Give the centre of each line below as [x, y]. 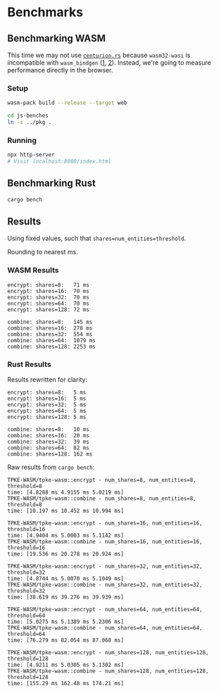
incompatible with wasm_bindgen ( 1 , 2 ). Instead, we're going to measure [109, 63]
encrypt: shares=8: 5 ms [47, 393]
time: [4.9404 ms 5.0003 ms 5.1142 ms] [66, 536]
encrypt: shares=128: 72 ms [49, 310]
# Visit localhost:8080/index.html [59, 162]
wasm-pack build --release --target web [68, 103]
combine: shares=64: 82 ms [49, 448]
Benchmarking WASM [57, 38]
